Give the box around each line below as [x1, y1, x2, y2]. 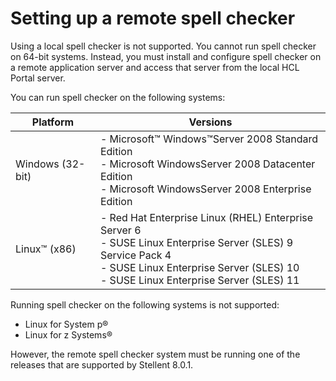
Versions [188, 115, 233, 129]
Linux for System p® [24, 318, 109, 330]
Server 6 [99, 223, 142, 237]
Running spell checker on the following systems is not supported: [10, 298, 280, 311]
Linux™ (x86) [15, 242, 77, 256]
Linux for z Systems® [24, 328, 113, 341]
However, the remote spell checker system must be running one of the [10, 348, 301, 360]
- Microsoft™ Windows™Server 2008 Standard [99, 132, 318, 146]
